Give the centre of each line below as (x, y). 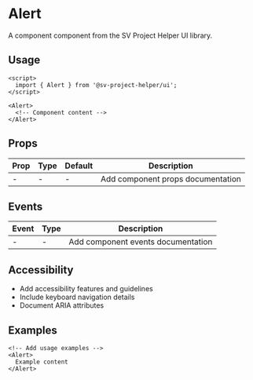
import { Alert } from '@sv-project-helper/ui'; (96, 85)
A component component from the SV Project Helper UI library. (110, 35)
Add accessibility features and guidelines (86, 289)
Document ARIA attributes (62, 305)
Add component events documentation (141, 242)
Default (79, 166)
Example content (42, 362)
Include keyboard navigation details (77, 297)
